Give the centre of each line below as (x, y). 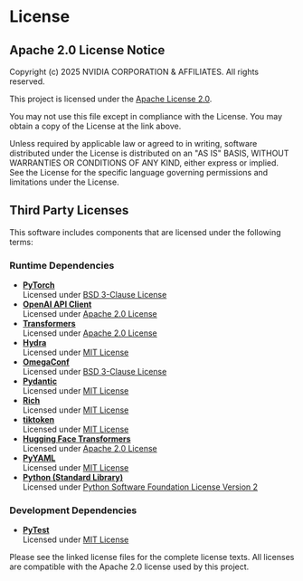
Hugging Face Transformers (76, 439)
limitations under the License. (64, 182)
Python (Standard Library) (73, 478)
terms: (21, 242)
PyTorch (38, 285)
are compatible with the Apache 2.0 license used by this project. (129, 567)
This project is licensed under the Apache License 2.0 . (111, 99)
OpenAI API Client (57, 304)
